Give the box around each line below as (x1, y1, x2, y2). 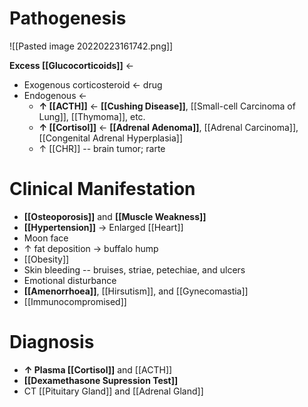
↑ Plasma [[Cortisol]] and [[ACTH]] (23, 363, 173, 376)
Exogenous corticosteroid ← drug (23, 78, 163, 91)
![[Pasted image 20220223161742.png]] (9, 40, 174, 52)
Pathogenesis (9, 7, 127, 30)
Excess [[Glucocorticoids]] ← (9, 59, 135, 71)
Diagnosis (9, 331, 95, 354)
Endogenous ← (23, 89, 87, 101)
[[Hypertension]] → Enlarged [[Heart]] (23, 221, 184, 233)
